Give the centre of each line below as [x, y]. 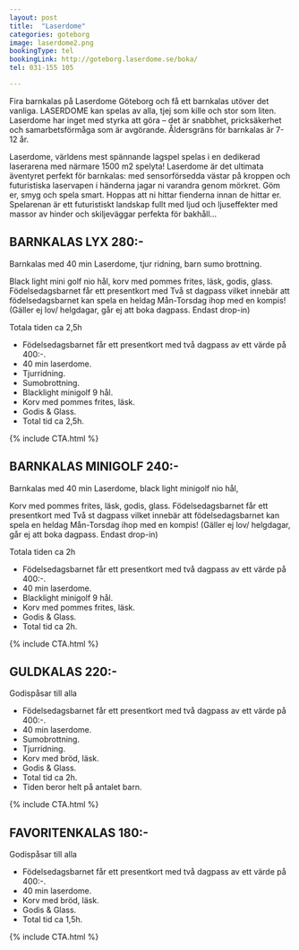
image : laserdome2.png [51, 43]
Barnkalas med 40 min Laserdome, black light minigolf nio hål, [124, 488]
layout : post [34, 18]
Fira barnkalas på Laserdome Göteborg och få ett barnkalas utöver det [139, 101]
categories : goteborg [50, 34]
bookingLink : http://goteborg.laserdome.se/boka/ [104, 59]
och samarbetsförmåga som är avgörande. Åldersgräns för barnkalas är [142, 129]
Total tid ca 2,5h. [53, 421]
